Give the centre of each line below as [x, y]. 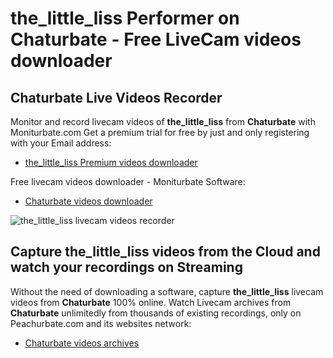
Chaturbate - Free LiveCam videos [156, 39]
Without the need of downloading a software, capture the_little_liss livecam [167, 291]
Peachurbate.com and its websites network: [101, 323]
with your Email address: [61, 143]
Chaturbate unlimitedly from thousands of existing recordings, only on [156, 313]
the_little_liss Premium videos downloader [111, 162]
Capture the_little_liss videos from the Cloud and [165, 252]
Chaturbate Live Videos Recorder [116, 97]
